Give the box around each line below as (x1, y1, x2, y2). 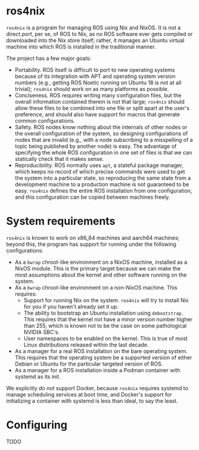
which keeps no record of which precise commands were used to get (14, 168, 185, 175)
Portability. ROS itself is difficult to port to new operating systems (14, 66, 175, 73)
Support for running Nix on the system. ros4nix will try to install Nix (23, 296, 189, 303)
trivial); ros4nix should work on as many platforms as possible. (14, 85, 169, 92)
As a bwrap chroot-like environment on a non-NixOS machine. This (14, 284, 178, 291)
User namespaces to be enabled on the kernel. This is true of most (23, 335, 188, 342)
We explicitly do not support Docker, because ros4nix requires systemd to (6, 384, 189, 391)
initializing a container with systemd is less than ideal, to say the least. (6, 397, 178, 405)
